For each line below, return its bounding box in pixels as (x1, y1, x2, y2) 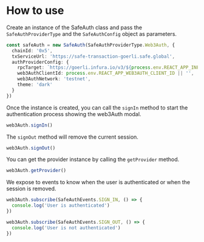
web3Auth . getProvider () (6, 168, 67, 174)
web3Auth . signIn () (6, 122, 53, 128)
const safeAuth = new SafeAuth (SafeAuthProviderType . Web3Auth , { (6, 42, 175, 48)
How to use (6, 4, 64, 18)
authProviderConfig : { (12, 59, 69, 65)
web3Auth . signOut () (6, 145, 56, 151)
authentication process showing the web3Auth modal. (6, 110, 141, 117)
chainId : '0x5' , (12, 47, 53, 54)
